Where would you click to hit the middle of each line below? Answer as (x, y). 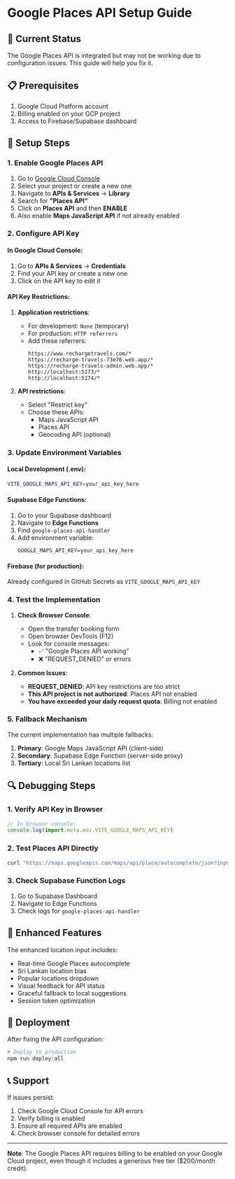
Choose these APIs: (56, 412)
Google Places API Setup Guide (100, 13)
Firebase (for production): (46, 566)
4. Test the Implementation (54, 600)
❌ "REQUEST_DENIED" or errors (85, 659)
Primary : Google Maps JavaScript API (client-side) (91, 748)
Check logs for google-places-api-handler (79, 911)
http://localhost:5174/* (64, 378)
